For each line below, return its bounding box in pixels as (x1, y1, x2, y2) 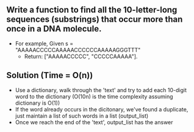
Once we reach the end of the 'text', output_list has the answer (15, 118, 173, 126)
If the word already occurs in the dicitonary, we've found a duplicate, (15, 105, 189, 113)
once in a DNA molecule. (6, 24, 102, 34)
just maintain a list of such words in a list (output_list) (15, 112, 149, 119)
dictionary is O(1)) (15, 99, 60, 107)
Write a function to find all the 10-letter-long (6, 5, 178, 15)
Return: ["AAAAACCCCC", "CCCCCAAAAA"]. (24, 53, 138, 60)
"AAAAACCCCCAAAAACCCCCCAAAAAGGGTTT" (15, 46, 141, 53)
